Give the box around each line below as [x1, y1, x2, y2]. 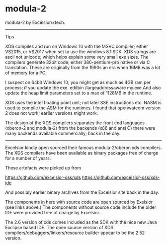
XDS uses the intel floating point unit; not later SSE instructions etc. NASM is [5, 99, 162, 105]
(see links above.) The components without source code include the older [5, 204, 157, 210]
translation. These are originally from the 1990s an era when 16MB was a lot [5, 64, 161, 70]
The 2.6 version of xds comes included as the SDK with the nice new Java [5, 219, 157, 225]
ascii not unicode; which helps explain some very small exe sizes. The [5, 54, 149, 60]
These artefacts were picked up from [5, 164, 81, 170]
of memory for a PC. [5, 70, 47, 76]
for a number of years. [5, 155, 51, 161]
